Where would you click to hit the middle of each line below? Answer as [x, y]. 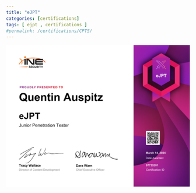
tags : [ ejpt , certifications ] [47, 24]
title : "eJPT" [23, 12]
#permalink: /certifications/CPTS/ [49, 31]
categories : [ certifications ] [43, 18]
